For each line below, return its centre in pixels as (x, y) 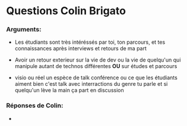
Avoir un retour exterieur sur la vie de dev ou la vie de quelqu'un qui (98, 60)
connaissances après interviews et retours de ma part (81, 49)
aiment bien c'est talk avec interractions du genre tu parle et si (91, 84)
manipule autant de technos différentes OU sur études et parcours (96, 66)
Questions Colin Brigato (66, 11)
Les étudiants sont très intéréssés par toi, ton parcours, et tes (90, 42)
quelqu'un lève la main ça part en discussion (69, 91)
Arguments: (24, 30)
